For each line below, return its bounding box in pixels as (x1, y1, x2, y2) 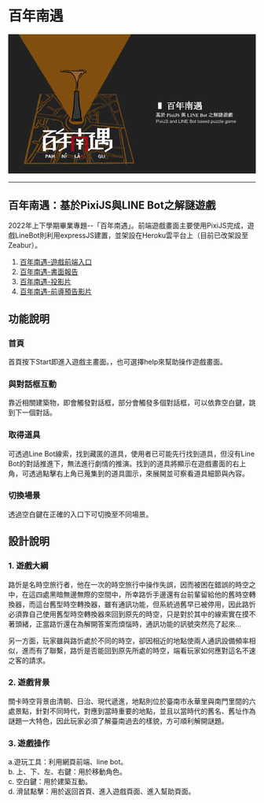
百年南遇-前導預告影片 (19, 287, 93, 296)
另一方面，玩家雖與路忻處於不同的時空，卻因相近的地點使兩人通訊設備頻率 (8, 635, 249, 646)
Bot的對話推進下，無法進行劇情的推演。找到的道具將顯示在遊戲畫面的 (8, 458, 233, 468)
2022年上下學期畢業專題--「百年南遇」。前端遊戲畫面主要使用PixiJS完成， (8, 221, 247, 231)
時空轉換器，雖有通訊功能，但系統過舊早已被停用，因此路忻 (62, 599, 256, 609)
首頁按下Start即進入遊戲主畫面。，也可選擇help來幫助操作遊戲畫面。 (8, 357, 227, 366)
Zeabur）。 (8, 241, 42, 250)
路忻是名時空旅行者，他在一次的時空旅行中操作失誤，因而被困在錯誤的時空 (8, 579, 249, 589)
